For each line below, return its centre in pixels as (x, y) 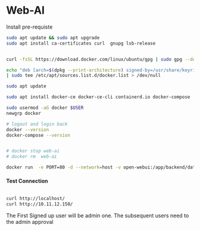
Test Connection (27, 181)
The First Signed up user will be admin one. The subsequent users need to (98, 216)
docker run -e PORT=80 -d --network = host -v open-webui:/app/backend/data (102, 167)
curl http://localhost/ (36, 199)
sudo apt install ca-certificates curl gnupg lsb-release (81, 43)
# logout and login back (37, 124)
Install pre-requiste (29, 27)
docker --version (28, 129)
